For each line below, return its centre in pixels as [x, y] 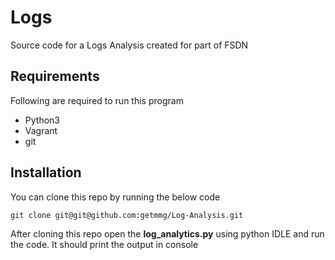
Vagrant [41, 130]
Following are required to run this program [97, 100]
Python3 [42, 120]
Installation [46, 172]
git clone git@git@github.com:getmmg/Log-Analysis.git [127, 215]
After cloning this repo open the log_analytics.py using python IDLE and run [167, 233]
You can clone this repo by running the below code [115, 197]
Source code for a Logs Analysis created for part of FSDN [129, 45]
